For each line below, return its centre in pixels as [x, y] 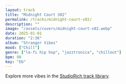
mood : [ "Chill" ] [22, 48]
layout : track [20, 10]
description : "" [22, 24]
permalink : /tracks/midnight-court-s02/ [49, 19]
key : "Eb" [16, 62]
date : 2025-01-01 [24, 33]
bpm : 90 [13, 57]
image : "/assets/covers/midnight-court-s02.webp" [59, 29]
